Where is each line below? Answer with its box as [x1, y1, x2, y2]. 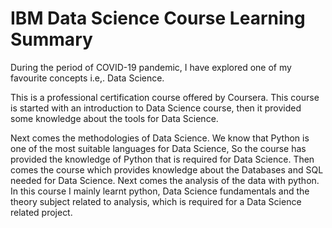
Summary [10, 28, 93, 51]
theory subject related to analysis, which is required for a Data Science [10, 195, 302, 207]
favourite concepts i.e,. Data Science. [10, 72, 165, 84]
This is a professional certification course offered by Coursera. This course [10, 91, 320, 103]
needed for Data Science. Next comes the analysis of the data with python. [10, 174, 320, 186]
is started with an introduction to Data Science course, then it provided [10, 102, 302, 114]
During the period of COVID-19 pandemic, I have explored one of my [10, 61, 292, 73]
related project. [10, 206, 73, 218]
